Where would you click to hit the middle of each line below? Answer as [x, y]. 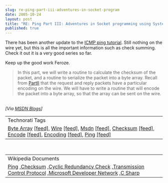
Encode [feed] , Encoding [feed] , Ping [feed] [59, 135]
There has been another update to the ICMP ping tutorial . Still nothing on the [84, 42]
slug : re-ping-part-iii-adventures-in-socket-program [62, 10]
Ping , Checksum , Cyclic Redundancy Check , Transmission [76, 167]
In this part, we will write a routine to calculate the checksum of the [86, 72]
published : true [22, 28]
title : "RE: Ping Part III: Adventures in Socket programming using [78, 24]
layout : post [19, 19]
